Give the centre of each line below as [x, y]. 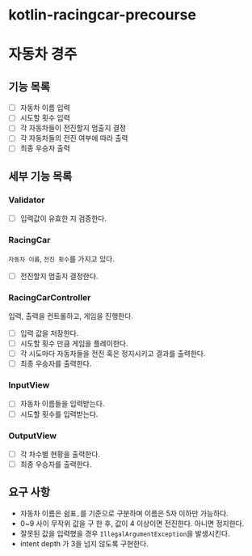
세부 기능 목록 [40, 176]
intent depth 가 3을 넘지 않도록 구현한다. [84, 543]
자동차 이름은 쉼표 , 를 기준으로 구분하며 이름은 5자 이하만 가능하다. [124, 513]
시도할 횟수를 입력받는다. [59, 414]
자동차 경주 [43, 55]
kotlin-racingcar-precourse [102, 15]
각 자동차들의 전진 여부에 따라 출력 [74, 138]
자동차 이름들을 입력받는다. [62, 404]
